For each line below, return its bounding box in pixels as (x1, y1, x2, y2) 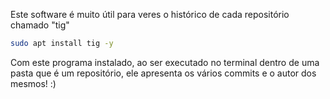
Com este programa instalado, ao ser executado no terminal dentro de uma (10, 56, 320, 68)
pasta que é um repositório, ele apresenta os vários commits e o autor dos (10, 67, 317, 79)
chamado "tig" (10, 19, 70, 31)
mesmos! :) (10, 77, 57, 89)
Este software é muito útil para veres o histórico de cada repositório (10, 9, 290, 20)
